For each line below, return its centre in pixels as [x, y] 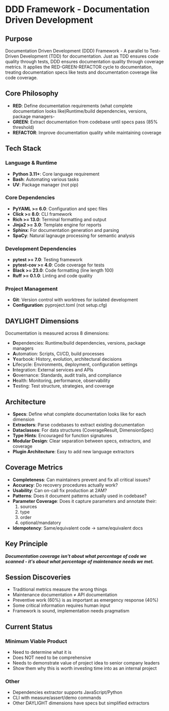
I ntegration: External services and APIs [53, 370]
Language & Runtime [31, 163]
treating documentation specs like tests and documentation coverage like [81, 72]
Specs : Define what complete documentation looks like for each [79, 414]
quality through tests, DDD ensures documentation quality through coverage [84, 61]
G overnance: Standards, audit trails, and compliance [67, 375]
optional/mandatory [41, 523]
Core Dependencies [30, 198]
